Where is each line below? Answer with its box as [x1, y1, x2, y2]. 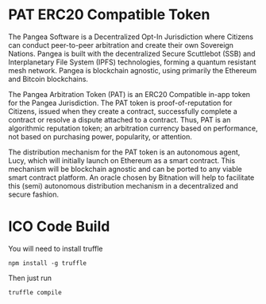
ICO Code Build [8, 217, 110, 236]
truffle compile [8, 288, 62, 296]
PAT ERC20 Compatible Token [8, 6, 210, 24]
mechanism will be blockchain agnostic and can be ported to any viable [8, 164, 242, 173]
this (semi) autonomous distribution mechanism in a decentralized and [8, 181, 238, 190]
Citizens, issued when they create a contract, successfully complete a [8, 106, 238, 116]
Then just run [8, 273, 52, 283]
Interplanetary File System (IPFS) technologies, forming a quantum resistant [8, 57, 256, 67]
